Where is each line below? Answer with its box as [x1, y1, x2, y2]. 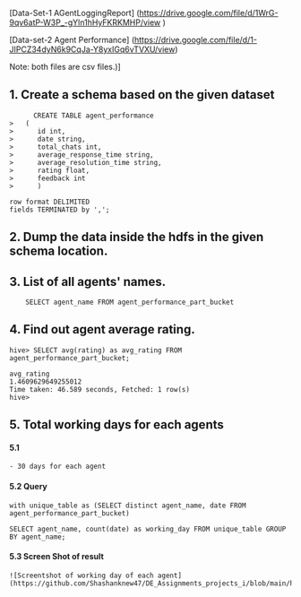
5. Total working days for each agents [9, 417, 224, 433]
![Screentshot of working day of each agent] [9, 571, 182, 580]
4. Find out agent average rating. [9, 322, 195, 337]
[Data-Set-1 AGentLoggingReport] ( [9, 8, 141, 18]
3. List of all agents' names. [9, 273, 167, 290]
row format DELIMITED [9, 197, 90, 206]
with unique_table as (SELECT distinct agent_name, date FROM [9, 501, 246, 510]
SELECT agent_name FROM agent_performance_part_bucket [25, 298, 235, 307]
